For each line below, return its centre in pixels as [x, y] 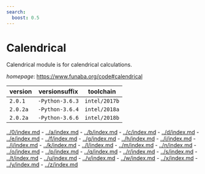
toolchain [102, 92]
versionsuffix [58, 92]
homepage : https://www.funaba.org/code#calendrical [74, 76]
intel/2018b [102, 118]
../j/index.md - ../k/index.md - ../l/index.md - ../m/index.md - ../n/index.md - [102, 145]
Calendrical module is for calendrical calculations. [69, 65]
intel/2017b [102, 101]
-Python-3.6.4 [58, 110]
